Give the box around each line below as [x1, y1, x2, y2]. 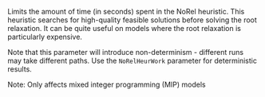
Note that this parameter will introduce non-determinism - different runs [7, 48, 244, 56]
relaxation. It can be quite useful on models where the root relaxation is [7, 24, 241, 33]
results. [7, 64, 33, 74]
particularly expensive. [7, 32, 83, 41]
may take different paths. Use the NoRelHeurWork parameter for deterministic [7, 56, 257, 65]
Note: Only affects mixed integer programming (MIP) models [7, 80, 206, 89]
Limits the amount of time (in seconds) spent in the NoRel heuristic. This [7, 7, 245, 16]
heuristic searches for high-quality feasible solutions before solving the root [7, 15, 257, 25]
